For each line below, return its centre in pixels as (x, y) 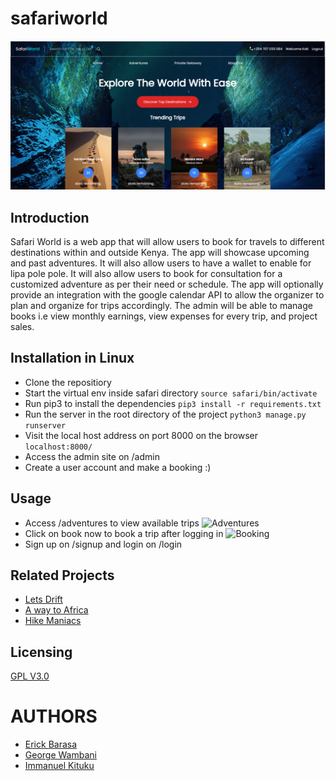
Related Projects (62, 575)
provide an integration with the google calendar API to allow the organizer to (167, 294)
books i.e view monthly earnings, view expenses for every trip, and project (164, 316)
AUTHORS (54, 716)
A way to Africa (56, 610)
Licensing (41, 652)
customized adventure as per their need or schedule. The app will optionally (167, 284)
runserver (45, 425)
